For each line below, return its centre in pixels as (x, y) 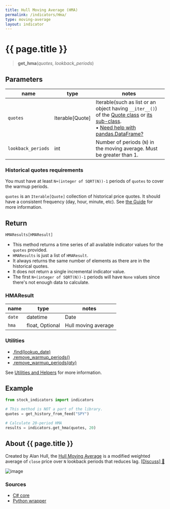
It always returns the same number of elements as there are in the (81, 261)
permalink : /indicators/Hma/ (36, 15)
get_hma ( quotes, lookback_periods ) (56, 63)
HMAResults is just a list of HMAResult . (50, 255)
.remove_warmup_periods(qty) (45, 362)
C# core (21, 495)
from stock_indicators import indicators (50, 400)
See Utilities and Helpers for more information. (54, 372)
